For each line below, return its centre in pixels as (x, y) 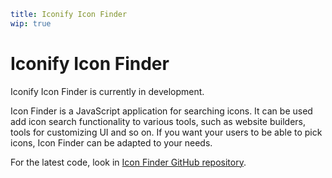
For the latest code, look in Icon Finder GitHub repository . (128, 162)
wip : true (31, 23)
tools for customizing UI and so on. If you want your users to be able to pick (166, 132)
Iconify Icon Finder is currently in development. (107, 91)
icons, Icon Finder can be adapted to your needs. (111, 142)
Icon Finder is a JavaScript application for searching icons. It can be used (161, 111)
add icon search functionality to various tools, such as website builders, (158, 121)
